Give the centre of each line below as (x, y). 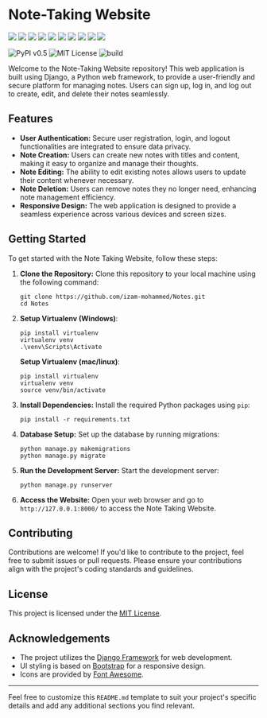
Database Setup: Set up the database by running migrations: (120, 434)
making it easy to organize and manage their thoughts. (109, 163)
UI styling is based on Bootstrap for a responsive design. (112, 666)
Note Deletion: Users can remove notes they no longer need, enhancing (138, 188)
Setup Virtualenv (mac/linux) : (70, 361)
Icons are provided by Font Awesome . (82, 674)
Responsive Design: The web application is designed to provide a (128, 205)
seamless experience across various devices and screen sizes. (123, 214)
